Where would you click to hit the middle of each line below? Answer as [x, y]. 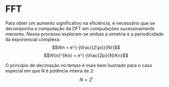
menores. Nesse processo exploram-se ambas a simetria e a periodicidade [84, 34]
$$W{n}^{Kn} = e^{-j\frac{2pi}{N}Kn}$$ [86, 55]
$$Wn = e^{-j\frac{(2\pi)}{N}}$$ [86, 47]
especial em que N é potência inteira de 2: [50, 71]
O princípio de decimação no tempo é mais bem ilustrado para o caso [79, 65]
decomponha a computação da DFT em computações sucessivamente [80, 28]
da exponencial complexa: [33, 39]
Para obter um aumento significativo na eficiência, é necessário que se [80, 23]
